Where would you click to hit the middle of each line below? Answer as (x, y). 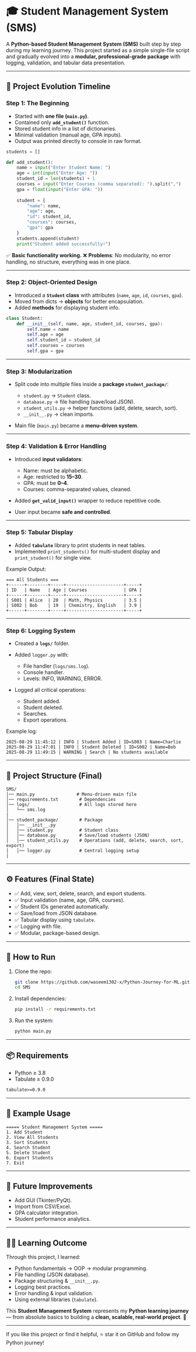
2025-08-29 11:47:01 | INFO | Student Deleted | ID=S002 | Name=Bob (91, 747)
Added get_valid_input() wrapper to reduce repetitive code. (88, 500)
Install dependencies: (40, 999)
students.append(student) (48, 238)
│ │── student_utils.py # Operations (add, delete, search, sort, (95, 840)
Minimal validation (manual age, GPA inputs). (68, 135)
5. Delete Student (28, 1153)
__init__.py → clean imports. (59, 414)
